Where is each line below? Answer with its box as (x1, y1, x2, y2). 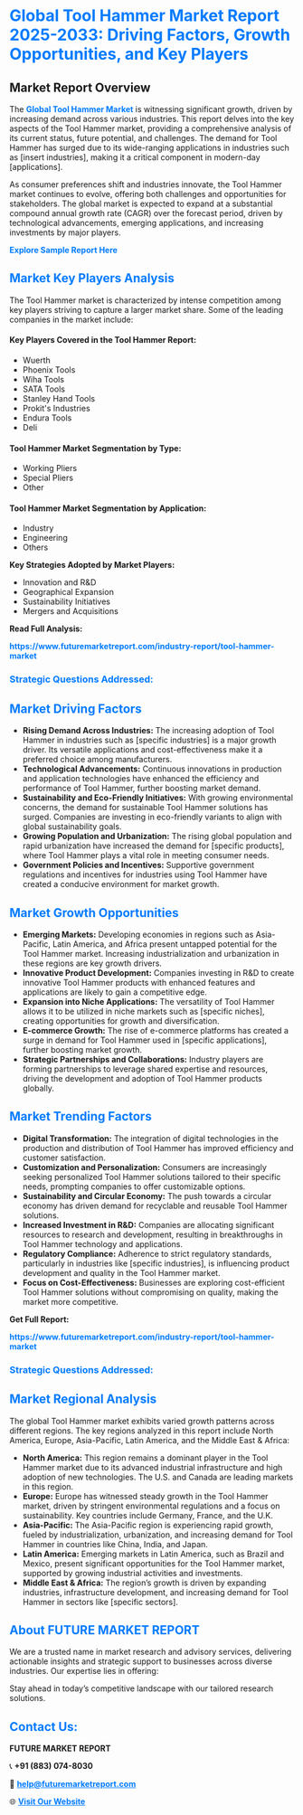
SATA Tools (22, 383, 66, 394)
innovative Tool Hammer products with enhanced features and (22, 977, 256, 988)
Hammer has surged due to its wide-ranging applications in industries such (9, 142, 289, 153)
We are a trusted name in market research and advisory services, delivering (9, 1647, 292, 1658)
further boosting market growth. (22, 1044, 143, 1054)
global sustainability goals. (22, 821, 122, 832)
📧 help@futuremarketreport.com (9, 1779, 137, 1790)
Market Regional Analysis (9, 1392, 157, 1407)
